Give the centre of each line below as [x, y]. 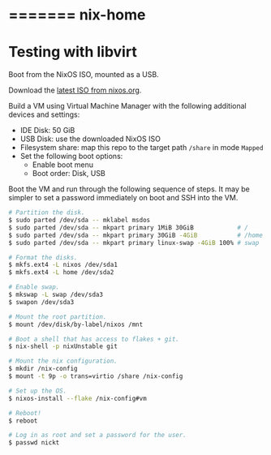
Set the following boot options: [71, 157]
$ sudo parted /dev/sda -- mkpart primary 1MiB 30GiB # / [129, 227]
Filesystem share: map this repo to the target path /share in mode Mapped [142, 148]
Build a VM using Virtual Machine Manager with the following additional [127, 106]
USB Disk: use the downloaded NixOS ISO [90, 139]
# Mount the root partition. [58, 317]
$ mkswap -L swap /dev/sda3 [56, 294]
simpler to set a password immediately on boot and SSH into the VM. [123, 198]
